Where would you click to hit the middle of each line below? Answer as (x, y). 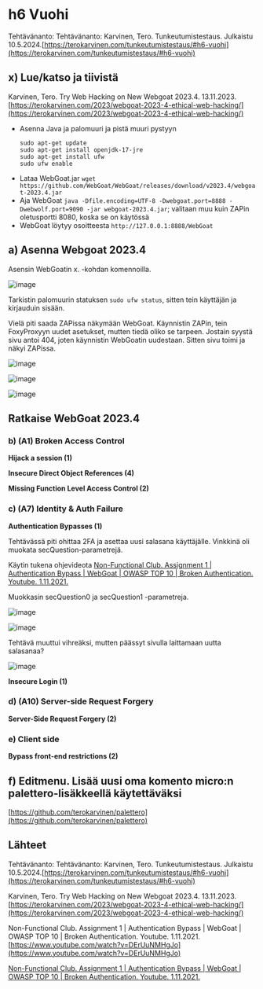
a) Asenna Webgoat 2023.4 (77, 250)
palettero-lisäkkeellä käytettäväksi (95, 793)
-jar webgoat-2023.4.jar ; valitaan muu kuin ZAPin (168, 208)
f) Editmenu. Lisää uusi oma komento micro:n (121, 781)
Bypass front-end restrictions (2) (63, 756)
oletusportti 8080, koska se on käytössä (84, 217)
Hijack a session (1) (40, 458)
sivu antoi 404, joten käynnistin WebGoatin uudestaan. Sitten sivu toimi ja (127, 340)
